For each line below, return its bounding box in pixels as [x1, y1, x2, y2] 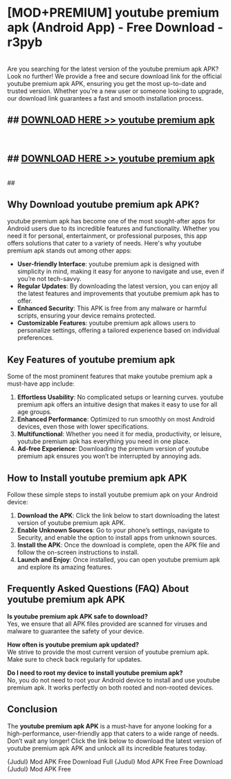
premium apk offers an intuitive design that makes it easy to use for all [17, 400, 218, 409]
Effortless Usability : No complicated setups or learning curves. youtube [17, 393, 223, 402]
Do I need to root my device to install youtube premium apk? [7, 668, 183, 677]
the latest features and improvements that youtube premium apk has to [17, 289, 220, 298]
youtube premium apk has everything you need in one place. [17, 437, 190, 445]
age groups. [17, 408, 52, 416]
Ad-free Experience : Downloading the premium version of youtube [17, 445, 210, 453]
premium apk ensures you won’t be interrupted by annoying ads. [17, 452, 202, 461]
